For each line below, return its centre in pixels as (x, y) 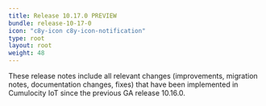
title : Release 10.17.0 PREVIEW (62, 16)
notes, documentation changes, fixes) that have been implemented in (123, 84)
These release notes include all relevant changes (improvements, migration (133, 76)
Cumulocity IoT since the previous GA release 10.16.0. (97, 93)
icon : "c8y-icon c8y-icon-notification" (77, 31)
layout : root (30, 46)
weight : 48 (27, 53)
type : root (27, 38)
